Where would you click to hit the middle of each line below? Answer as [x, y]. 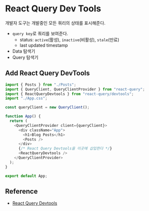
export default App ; [26, 176]
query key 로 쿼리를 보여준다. [40, 33]
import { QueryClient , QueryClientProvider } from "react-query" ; [75, 89]
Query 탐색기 [25, 57]
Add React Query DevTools [48, 73]
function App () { [23, 116]
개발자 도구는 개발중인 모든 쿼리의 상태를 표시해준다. [55, 23]
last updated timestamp [44, 45]
